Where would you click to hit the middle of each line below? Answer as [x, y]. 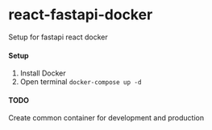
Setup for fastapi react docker [58, 37]
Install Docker [43, 73]
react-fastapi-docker [81, 15]
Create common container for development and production [106, 118]
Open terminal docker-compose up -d [81, 82]
